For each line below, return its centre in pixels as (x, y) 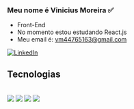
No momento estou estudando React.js (72, 32)
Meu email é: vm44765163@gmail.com (72, 40)
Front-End (31, 25)
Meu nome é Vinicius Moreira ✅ (61, 10)
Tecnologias (34, 74)
